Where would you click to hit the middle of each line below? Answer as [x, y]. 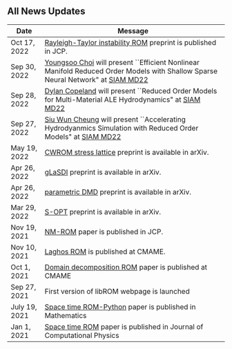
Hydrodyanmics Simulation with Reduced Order [122, 128]
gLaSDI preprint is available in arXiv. [103, 172]
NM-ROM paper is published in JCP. [104, 232]
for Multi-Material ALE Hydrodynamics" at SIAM [123, 100]
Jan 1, [21, 326]
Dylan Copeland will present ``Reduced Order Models [131, 91]
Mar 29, [23, 207]
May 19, [24, 148]
